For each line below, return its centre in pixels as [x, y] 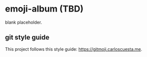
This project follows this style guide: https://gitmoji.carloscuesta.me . [74, 49]
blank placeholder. [24, 22]
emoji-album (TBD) [44, 9]
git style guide [27, 37]
